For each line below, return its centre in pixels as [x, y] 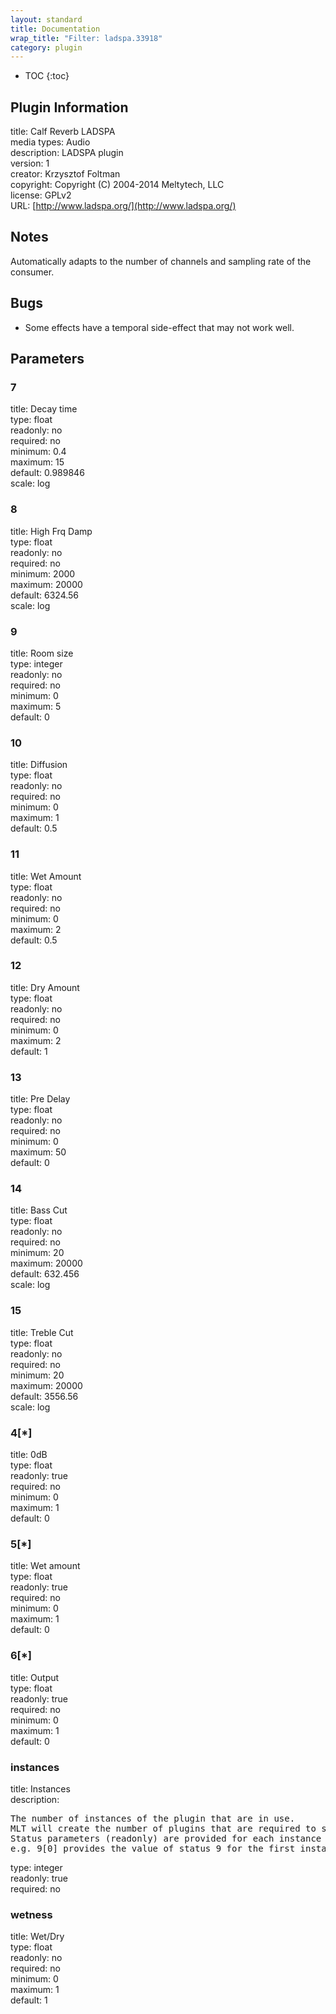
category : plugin [46, 47]
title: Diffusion [39, 765]
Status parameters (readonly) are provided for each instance [166, 1838]
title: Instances [40, 1788]
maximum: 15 [37, 462]
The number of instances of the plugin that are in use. [153, 1818]
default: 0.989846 [47, 473]
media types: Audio [50, 142]
